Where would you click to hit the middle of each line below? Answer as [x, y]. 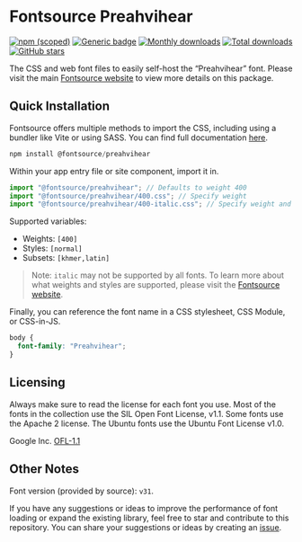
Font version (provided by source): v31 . [82, 491]
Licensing [37, 382]
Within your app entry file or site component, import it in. [114, 171]
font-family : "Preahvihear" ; [72, 347]
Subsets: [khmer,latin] [66, 258]
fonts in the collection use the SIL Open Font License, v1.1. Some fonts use [147, 413]
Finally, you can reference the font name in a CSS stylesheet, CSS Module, [147, 312]
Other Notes [44, 469]
